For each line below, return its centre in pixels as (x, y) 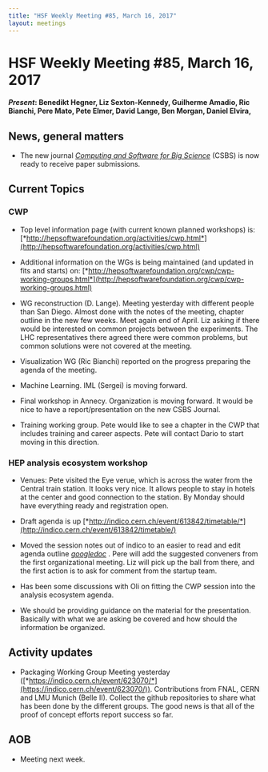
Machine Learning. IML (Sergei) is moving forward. (104, 385)
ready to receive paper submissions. (80, 164)
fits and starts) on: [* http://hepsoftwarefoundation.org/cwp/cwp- (127, 270)
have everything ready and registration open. (94, 506)
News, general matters (66, 136)
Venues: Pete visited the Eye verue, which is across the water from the (136, 480)
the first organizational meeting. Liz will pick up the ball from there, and (137, 563)
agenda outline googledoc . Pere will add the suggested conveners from (139, 554)
